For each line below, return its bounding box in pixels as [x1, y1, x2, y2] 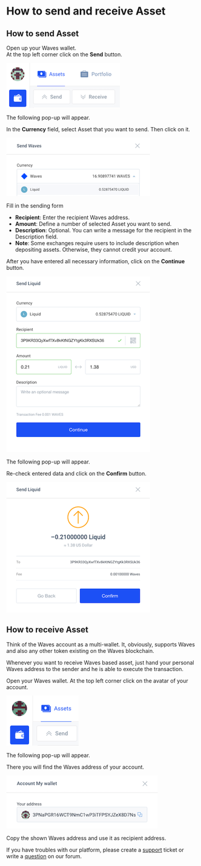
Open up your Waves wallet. [6, 44, 77, 51]
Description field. [15, 233, 59, 240]
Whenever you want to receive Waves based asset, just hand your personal [6, 658, 194, 666]
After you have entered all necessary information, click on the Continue [6, 258, 185, 264]
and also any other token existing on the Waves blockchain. [6, 647, 154, 654]
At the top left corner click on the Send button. [6, 51, 123, 58]
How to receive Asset [6, 625, 89, 635]
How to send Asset [6, 28, 79, 39]
